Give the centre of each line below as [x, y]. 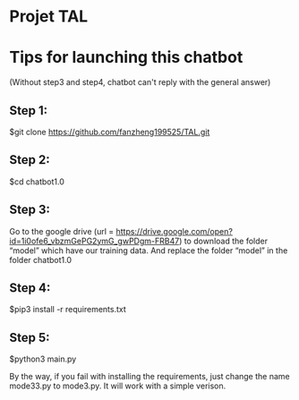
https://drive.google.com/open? [174, 231]
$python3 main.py [43, 359]
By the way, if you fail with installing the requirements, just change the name [149, 377]
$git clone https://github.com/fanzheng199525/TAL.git [110, 132]
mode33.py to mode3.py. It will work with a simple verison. [118, 386]
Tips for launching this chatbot [126, 58]
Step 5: [30, 337]
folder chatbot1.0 [40, 260]
